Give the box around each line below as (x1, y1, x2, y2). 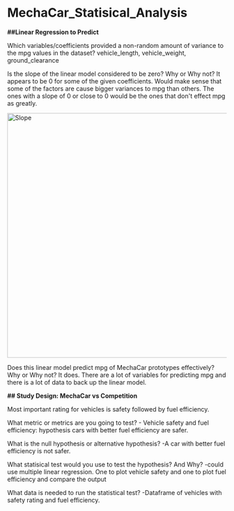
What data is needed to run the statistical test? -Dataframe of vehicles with (7, 488, 222, 496)
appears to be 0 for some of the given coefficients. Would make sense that (7, 76, 222, 85)
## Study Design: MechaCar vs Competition (7, 391, 138, 400)
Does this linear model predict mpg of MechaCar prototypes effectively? (7, 363, 214, 371)
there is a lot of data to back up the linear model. (7, 378, 147, 387)
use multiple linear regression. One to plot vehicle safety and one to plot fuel (7, 467, 226, 476)
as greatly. (7, 99, 38, 107)
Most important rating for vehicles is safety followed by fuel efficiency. (7, 405, 210, 413)
